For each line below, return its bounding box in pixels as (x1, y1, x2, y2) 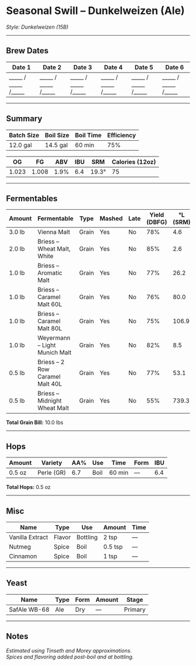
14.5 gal (44, 141, 68, 149)
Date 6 (165, 63, 184, 71)
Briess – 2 (37, 358, 65, 366)
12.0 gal (9, 141, 32, 149)
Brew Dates (6, 46, 49, 56)
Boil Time (75, 131, 102, 139)
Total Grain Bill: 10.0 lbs (6, 419, 64, 426)
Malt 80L (37, 324, 62, 332)
